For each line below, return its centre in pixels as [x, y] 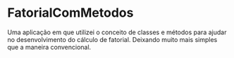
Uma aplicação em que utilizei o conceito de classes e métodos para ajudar [117, 32]
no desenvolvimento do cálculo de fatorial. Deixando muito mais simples [112, 39]
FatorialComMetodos [70, 13]
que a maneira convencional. [49, 47]
